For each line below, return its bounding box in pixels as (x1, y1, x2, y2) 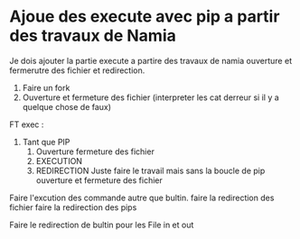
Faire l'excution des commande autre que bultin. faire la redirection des (9, 192, 275, 203)
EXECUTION (35, 155, 83, 166)
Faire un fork (22, 82, 70, 93)
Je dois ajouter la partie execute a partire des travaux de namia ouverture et (9, 55, 292, 66)
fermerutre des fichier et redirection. (9, 65, 145, 76)
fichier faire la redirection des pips (9, 201, 137, 213)
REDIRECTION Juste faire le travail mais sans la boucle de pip (35, 165, 266, 176)
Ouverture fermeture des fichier (35, 146, 155, 157)
